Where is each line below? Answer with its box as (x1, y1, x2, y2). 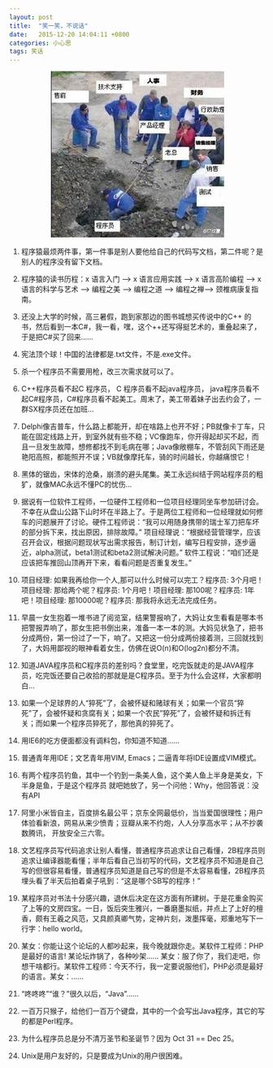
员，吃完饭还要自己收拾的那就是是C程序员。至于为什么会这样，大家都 (20, 671, 255, 681)
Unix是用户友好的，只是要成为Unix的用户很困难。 (20, 1051, 188, 1061)
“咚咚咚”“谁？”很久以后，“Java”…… (20, 989, 139, 999)
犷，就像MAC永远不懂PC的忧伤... (20, 480, 132, 490)
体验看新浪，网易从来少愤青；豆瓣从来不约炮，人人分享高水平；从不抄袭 (20, 818, 263, 828)
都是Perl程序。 (28, 1017, 78, 1027)
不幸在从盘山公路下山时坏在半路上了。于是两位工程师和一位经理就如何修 (20, 507, 263, 517)
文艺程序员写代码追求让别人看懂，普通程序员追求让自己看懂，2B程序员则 (20, 846, 266, 856)
